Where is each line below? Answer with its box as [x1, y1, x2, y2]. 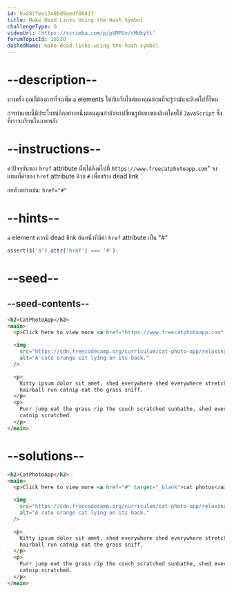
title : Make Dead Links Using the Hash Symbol [7, 17, 144, 24]
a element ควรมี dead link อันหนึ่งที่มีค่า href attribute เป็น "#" [7, 233, 168, 241]
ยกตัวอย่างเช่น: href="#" [7, 185, 68, 194]
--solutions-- [7, 448, 85, 464]
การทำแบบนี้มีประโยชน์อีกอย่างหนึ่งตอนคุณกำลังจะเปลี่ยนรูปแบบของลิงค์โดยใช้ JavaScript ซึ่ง [7, 109, 222, 117]
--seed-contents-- [7, 298, 90, 310]
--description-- [7, 72, 98, 88]
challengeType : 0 [7, 23, 57, 30]
